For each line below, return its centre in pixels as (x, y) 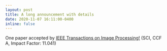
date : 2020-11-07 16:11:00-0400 (39, 19)
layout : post (19, 10)
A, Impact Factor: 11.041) (31, 43)
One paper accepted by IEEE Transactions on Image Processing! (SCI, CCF (83, 38)
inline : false (20, 24)
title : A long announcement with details (50, 14)
